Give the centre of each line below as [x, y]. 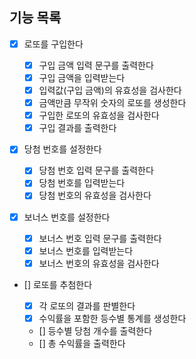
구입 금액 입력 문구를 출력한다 [96, 65]
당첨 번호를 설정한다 [62, 149]
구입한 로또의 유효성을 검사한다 [99, 115]
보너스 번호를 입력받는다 [86, 250]
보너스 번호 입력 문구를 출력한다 [100, 238]
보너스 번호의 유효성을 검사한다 [99, 263]
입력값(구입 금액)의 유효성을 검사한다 [110, 90]
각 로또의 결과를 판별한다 [87, 305]
